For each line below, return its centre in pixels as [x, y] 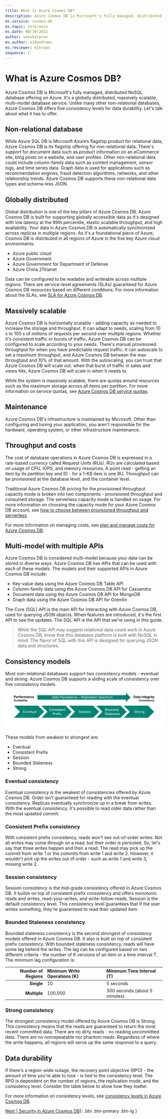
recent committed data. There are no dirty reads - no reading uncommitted [82, 1032]
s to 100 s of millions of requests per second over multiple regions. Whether [83, 334]
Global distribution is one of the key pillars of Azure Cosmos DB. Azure [78, 212]
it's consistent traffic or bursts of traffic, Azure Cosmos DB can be [73, 339]
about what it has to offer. [32, 113]
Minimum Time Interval [131, 971]
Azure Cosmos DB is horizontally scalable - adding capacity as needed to [81, 323]
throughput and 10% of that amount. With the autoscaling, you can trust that [83, 360]
